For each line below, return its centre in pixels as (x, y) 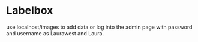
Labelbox (30, 10)
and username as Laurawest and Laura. (55, 33)
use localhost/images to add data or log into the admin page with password (99, 27)
